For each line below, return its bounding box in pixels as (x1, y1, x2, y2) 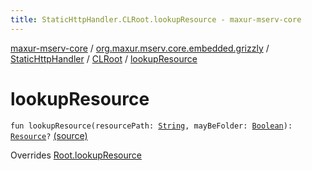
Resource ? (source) (10, 129, 88, 141)
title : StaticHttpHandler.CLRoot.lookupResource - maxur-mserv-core (10, 14, 302, 25)
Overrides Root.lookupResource (10, 149, 142, 161)
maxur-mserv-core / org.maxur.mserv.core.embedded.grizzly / (10, 42, 270, 54)
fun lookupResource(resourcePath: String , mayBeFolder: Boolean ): (10, 121, 293, 131)
